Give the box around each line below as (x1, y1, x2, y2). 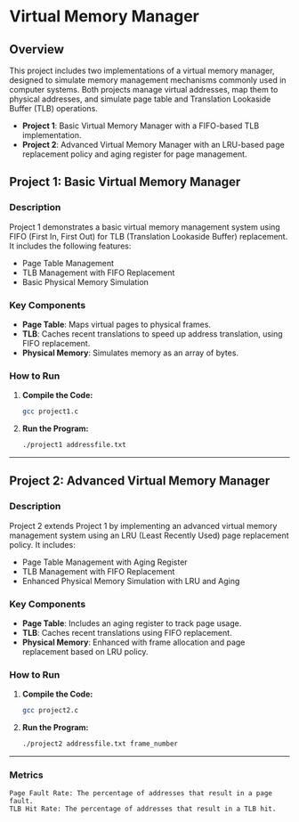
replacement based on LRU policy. (21, 647, 149, 657)
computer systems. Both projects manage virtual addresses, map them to (9, 85, 279, 94)
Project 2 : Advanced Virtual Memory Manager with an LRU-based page (21, 140, 285, 150)
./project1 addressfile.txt (21, 441, 126, 450)
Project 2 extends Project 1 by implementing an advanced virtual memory (9, 520, 278, 531)
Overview (9, 42, 65, 57)
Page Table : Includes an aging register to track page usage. (21, 618, 242, 629)
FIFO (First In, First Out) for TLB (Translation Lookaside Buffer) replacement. (9, 231, 288, 241)
